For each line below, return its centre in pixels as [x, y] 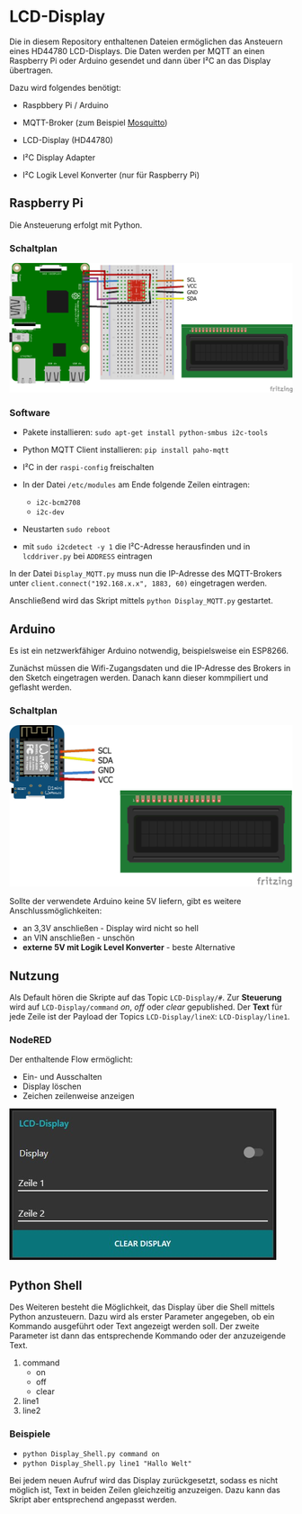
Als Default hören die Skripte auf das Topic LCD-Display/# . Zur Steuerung [146, 998]
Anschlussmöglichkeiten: [56, 911]
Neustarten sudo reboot [66, 530]
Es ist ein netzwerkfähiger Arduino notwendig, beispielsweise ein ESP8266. [149, 651]
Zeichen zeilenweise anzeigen [78, 1096]
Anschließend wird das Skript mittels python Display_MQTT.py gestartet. [142, 601]
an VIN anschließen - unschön [78, 938]
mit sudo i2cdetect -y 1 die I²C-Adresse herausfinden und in [136, 547]
